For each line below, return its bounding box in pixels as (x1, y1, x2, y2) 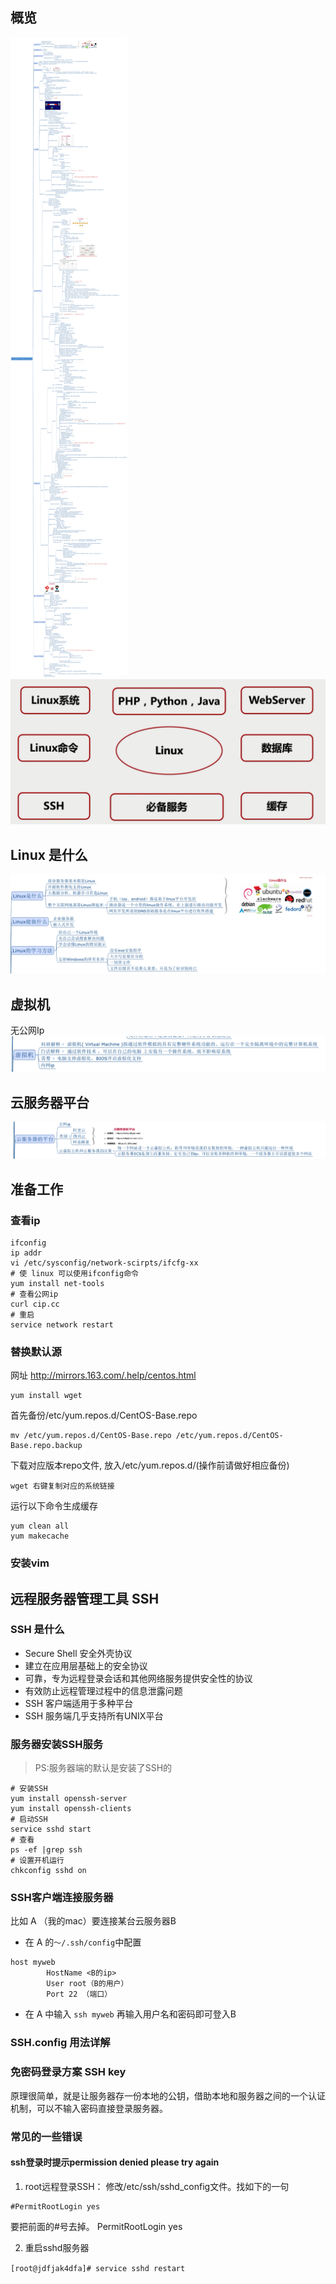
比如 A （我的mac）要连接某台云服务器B (10, 1915, 177, 1927)
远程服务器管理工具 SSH (10, 1590, 160, 1607)
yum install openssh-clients (10, 1804, 132, 1814)
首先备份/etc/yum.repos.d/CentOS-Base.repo (10, 1409, 198, 1422)
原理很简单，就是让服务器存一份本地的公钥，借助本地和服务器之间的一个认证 (10, 2089, 326, 2102)
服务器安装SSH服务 (10, 1737, 104, 1751)
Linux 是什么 (10, 846, 88, 863)
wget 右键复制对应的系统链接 (10, 1481, 115, 1492)
